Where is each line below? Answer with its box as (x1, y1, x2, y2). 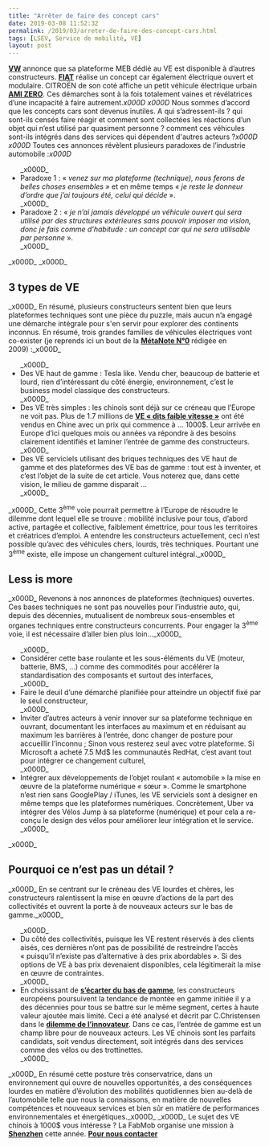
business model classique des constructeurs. (19, 385, 170, 395)
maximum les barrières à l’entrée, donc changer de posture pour (19, 730, 234, 739)
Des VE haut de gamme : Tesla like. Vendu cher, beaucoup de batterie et (19, 368, 260, 378)
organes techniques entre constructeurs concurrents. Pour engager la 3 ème (8, 620, 259, 630)
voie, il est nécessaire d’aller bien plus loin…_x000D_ (8, 628, 182, 639)
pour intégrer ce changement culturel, (19, 755, 146, 765)
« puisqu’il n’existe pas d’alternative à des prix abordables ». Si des (19, 951, 243, 960)
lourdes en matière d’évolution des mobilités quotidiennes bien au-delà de (8, 1086, 253, 1095)
